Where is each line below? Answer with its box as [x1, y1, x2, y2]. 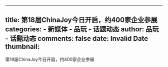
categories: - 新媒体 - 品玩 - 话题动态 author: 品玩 [5, 25, 159, 34]
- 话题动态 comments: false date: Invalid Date [5, 34, 148, 43]
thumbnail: [5, 43, 40, 51]
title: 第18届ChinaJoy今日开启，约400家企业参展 [5, 16, 157, 24]
